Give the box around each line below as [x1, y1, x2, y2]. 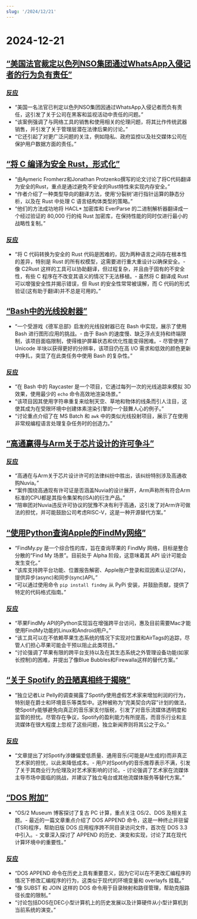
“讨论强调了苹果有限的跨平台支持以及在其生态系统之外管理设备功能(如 [14, 648, 184, 656]
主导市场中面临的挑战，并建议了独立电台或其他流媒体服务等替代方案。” [14, 774, 185, 781]
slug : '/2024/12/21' [6, 8, 57, 15]
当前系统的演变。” [14, 906, 56, 913]
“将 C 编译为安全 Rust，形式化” [6, 159, 121, 169]
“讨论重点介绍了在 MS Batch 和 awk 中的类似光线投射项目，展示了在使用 [14, 412, 188, 419]
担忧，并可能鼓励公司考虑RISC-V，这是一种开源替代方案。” [25, 509, 166, 516]
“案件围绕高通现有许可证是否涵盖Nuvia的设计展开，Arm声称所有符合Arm [14, 487, 191, 494]
